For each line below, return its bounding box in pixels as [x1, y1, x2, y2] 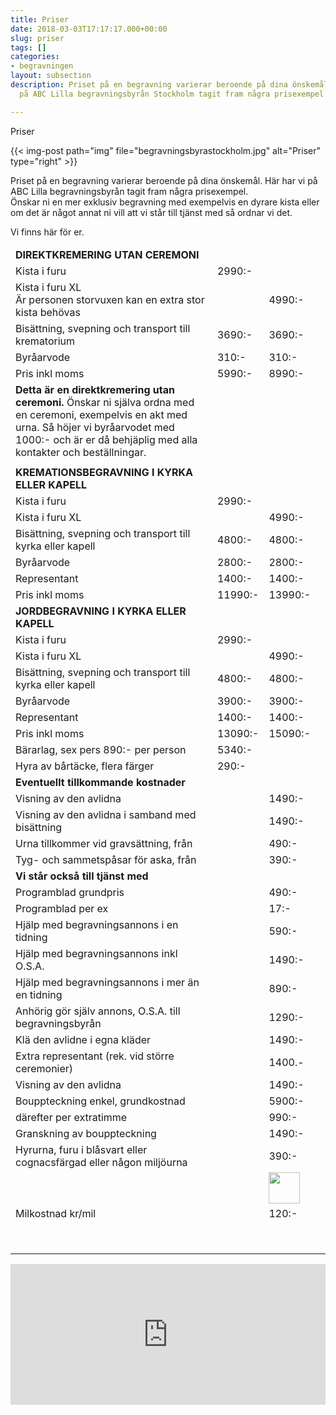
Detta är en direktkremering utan [15, 383, 175, 397]
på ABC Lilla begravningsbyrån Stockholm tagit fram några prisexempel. [19, 89, 329, 99]
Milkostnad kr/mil [15, 1207, 97, 1221]
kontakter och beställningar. [15, 446, 147, 460]
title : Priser [10, 14, 70, 25]
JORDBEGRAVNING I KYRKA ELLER [15, 604, 187, 618]
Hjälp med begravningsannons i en [15, 918, 179, 932]
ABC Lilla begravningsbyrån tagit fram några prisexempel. [10, 185, 249, 197]
